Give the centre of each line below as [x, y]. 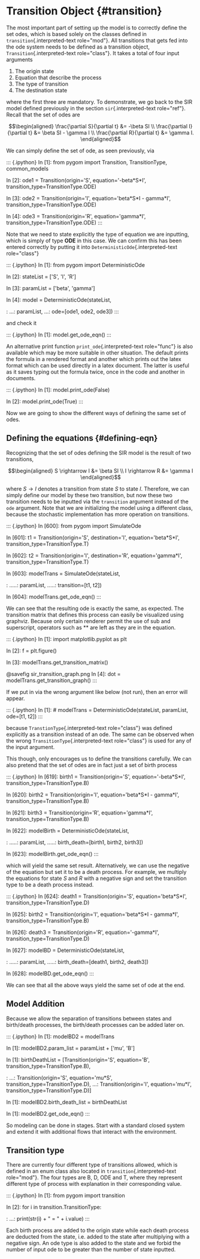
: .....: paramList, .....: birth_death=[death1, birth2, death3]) [77, 961]
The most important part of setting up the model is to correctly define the [96, 28]
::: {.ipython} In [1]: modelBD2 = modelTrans [60, 1036]
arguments [19, 59]
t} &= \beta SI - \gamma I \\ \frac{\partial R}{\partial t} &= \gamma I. [111, 133]
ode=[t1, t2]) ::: [25, 716]
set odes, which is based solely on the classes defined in [76, 34]
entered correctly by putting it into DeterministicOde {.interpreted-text [92, 247]
